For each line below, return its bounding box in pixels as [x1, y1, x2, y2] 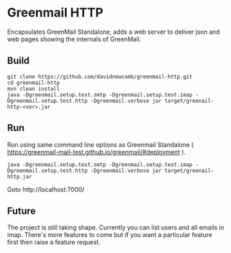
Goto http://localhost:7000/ [7, 185, 85, 194]
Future [7, 205, 37, 216]
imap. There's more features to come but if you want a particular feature [7, 231, 212, 239]
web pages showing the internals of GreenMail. [7, 34, 141, 43]
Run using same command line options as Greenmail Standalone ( [7, 140, 194, 149]
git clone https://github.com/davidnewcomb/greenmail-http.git [7, 73, 193, 80]
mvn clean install [7, 85, 60, 92]
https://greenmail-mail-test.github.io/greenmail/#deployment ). [7, 148, 186, 156]
